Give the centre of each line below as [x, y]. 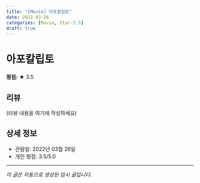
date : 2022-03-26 [28, 17]
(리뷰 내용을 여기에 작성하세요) [42, 113]
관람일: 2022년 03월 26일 [45, 149]
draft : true [21, 28]
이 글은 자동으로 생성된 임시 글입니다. [49, 174]
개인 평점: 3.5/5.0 [35, 156]
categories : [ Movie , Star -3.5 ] [45, 23]
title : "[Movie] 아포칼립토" [39, 12]
